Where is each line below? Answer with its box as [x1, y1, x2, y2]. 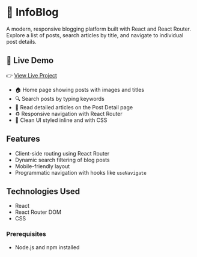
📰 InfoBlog [6, 5, 59, 19]
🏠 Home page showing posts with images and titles [14, 86, 145, 93]
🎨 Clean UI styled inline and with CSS [14, 116, 108, 124]
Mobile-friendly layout [14, 162, 70, 170]
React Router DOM [14, 208, 62, 216]
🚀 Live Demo [6, 55, 54, 65]
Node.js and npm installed [14, 243, 80, 251]
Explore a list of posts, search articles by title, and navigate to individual [6, 31, 184, 38]
